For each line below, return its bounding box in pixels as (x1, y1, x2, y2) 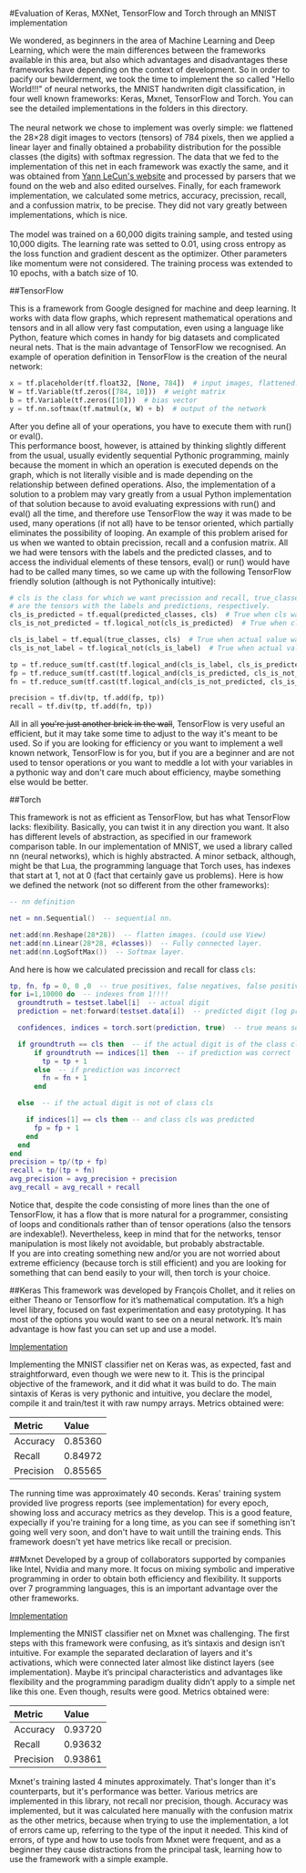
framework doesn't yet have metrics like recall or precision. (9, 1536, 232, 1547)
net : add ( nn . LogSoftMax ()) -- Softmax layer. (9, 947, 185, 957)
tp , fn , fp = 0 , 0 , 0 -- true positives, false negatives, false (9, 981, 267, 990)
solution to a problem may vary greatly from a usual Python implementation (9, 488, 292, 500)
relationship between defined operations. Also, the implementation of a (9, 479, 276, 490)
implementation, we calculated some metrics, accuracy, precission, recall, (9, 191, 287, 201)
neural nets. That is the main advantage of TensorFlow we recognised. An (9, 342, 287, 352)
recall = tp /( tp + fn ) (9, 1166, 96, 1175)
